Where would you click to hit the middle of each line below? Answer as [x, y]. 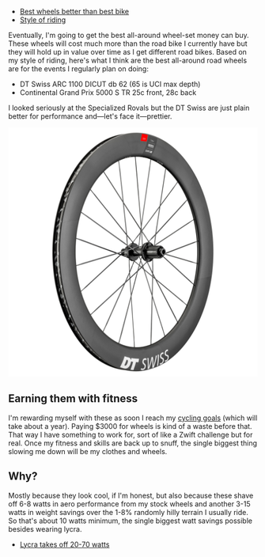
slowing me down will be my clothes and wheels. [88, 451]
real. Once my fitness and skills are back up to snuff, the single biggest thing [133, 443]
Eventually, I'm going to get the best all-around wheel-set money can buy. [129, 35]
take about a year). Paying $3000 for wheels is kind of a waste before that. [130, 426]
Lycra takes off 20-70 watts [64, 544]
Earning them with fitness [73, 399]
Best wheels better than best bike [74, 11]
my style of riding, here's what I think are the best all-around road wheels [128, 60]
